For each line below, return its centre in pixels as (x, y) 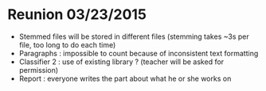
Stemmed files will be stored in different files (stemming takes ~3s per (134, 36)
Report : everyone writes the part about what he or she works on (125, 78)
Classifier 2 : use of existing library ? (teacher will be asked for (121, 62)
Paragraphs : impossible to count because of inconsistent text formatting (139, 53)
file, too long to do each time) (67, 44)
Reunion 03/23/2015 (77, 15)
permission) (39, 70)
